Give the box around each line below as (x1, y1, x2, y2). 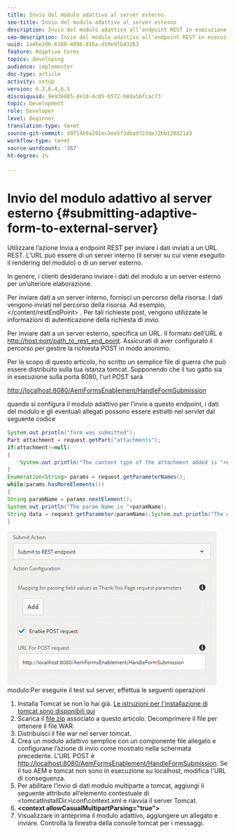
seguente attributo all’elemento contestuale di (17, 789, 150, 797)
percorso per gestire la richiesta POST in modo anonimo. (7, 344, 171, 352)
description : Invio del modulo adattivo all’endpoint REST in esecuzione (7, 26, 227, 33)
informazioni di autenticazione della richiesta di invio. (7, 316, 161, 324)
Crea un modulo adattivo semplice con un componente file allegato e (17, 737, 217, 746)
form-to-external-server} (7, 220, 159, 237)
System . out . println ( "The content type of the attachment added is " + (20, 458, 227, 466)
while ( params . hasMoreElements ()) (7, 481, 105, 488)
